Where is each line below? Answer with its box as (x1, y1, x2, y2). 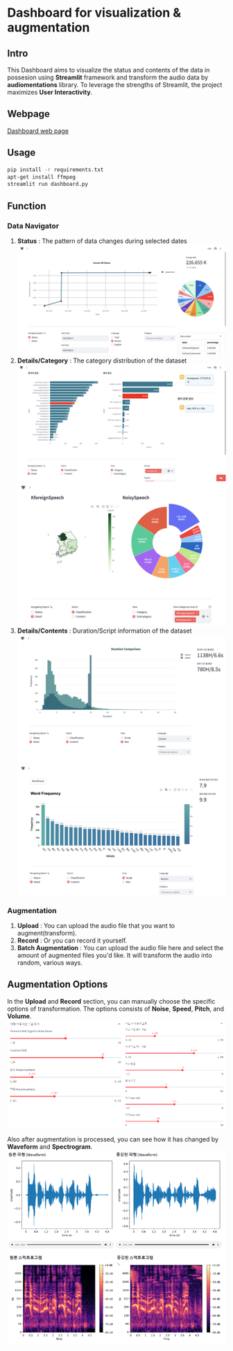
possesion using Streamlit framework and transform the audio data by (7, 73, 209, 81)
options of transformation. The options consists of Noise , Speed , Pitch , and (7, 1004, 224, 1013)
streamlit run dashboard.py (7, 181, 89, 188)
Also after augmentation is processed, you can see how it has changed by (7, 1135, 219, 1144)
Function (7, 200, 46, 212)
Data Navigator (7, 221, 60, 230)
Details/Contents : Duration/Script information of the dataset (17, 626, 192, 635)
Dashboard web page (7, 127, 69, 135)
